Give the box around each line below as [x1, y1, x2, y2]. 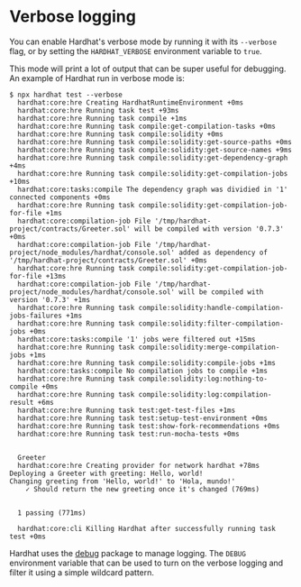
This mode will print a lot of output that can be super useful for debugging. [9, 63, 287, 74]
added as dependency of [178, 248, 269, 257]
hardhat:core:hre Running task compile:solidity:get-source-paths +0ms [17, 137, 293, 146]
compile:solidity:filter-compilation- [138, 318, 284, 328]
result [9, 398, 34, 407]
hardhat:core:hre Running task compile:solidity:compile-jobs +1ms [17, 358, 277, 367]
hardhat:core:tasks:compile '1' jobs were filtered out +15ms [17, 335, 256, 344]
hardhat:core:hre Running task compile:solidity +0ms [17, 129, 223, 139]
